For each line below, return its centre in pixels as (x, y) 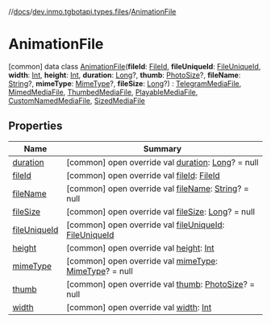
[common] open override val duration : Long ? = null (162, 162)
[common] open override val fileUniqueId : (145, 225)
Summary (163, 148)
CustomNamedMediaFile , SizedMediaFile (77, 101)
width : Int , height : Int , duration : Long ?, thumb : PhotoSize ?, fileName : (125, 75)
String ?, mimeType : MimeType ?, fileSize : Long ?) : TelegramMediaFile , (125, 83)
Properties (35, 126)
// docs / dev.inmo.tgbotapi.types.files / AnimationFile (92, 12)
